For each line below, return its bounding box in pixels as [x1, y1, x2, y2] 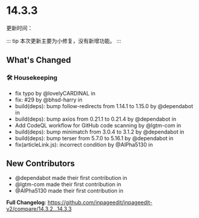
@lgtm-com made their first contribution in [14, 181, 122, 188]
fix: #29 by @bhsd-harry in [14, 96, 83, 103]
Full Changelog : [6, 199, 46, 206]
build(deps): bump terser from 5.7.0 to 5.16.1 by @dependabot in [14, 134, 174, 142]
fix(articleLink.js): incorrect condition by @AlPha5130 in [14, 141, 153, 148]
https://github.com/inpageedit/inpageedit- [47, 199, 153, 206]
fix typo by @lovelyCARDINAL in [14, 89, 96, 97]
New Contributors [6, 158, 75, 169]
